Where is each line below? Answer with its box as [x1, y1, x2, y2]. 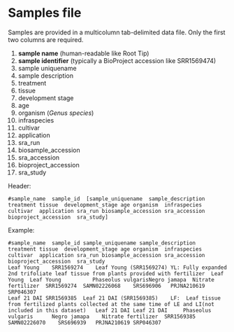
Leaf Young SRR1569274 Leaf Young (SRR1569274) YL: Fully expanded [8, 264, 228, 271]
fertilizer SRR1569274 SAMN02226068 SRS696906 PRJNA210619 [8, 282, 205, 289]
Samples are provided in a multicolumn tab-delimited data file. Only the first [8, 28, 226, 36]
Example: [8, 226, 35, 234]
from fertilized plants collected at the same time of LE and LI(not [8, 300, 215, 307]
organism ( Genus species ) [17, 109, 94, 117]
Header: [8, 181, 31, 190]
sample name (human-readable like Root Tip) [17, 49, 149, 57]
